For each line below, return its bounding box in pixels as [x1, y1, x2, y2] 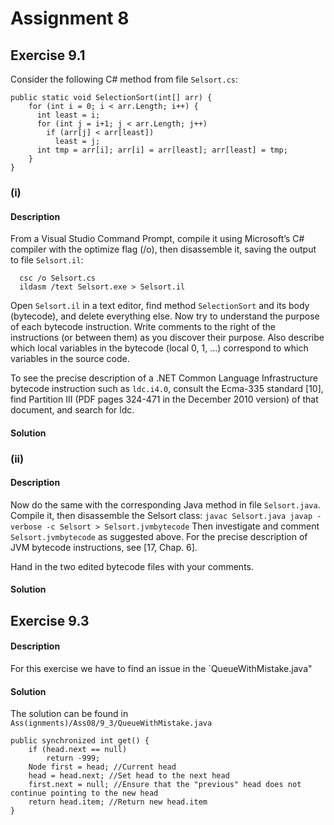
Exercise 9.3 [10, 612, 90, 629]
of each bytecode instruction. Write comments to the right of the [10, 321, 276, 333]
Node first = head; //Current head [28, 762, 177, 772]
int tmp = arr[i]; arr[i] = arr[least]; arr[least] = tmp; [36, 145, 288, 155]
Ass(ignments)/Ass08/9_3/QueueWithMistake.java [10, 718, 213, 729]
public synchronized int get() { [10, 736, 150, 746]
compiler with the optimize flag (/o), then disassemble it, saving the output [10, 243, 317, 256]
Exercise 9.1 [10, 47, 86, 64]
